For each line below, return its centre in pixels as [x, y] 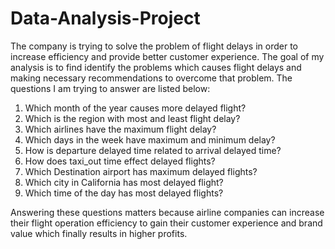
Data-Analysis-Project [105, 18]
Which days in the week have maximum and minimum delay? [150, 139]
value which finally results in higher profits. [99, 233]
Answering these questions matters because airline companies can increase [167, 212]
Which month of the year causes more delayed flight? [135, 108]
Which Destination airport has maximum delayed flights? [141, 171]
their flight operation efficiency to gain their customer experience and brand [166, 223]
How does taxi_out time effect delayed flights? [120, 161]
